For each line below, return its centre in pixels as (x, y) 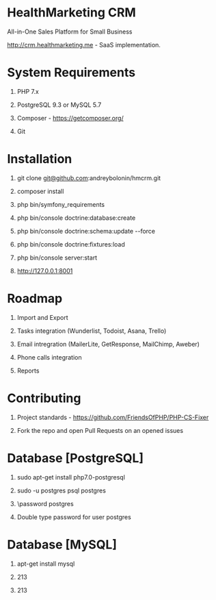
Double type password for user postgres (74, 517)
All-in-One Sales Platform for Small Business (70, 32)
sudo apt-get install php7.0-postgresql (71, 477)
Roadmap (35, 299)
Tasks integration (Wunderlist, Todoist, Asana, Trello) (92, 331)
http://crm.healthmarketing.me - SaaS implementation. (84, 45)
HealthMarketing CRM (72, 13)
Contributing (44, 398)
